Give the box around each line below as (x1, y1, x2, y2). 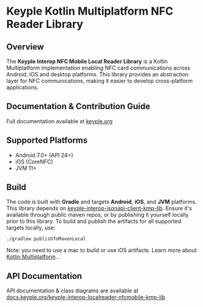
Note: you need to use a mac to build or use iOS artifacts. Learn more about (6, 247, 197, 254)
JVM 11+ (15, 164, 37, 172)
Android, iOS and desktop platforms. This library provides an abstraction (6, 71, 189, 78)
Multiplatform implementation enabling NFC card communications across (6, 64, 191, 71)
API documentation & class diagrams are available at (6, 287, 139, 294)
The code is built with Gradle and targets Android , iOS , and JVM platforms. (6, 198, 197, 206)
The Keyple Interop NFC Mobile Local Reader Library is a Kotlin (6, 58, 168, 65)
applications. (6, 84, 39, 91)
